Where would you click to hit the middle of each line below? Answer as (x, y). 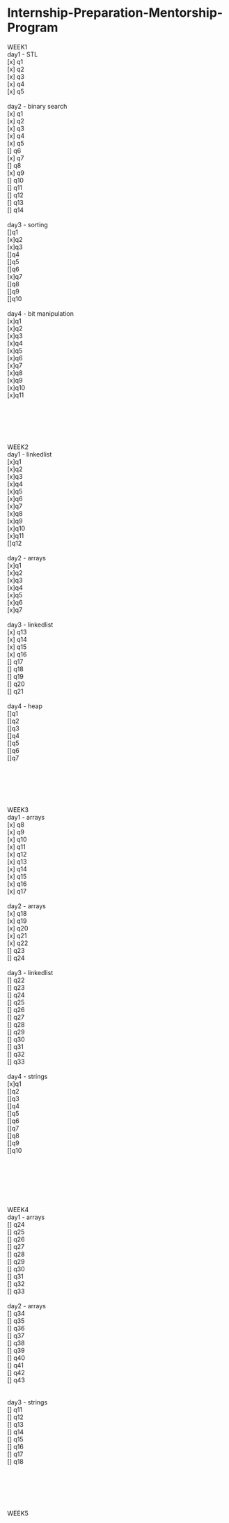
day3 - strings (27, 1402)
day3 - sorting (28, 224)
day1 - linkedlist (30, 454)
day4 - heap (25, 706)
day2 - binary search (37, 106)
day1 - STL (23, 54)
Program (33, 28)
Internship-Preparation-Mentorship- (115, 13)
